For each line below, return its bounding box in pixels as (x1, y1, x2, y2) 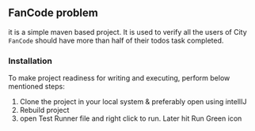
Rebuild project (19, 106, 70, 115)
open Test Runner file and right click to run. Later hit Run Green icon (19, 114, 242, 123)
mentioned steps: (8, 82, 65, 92)
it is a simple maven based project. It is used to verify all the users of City (8, 27, 247, 36)
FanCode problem (8, 6, 99, 20)
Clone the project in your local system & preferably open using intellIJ (19, 97, 247, 107)
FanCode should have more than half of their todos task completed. (8, 36, 224, 45)
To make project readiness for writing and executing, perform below (8, 73, 230, 83)
